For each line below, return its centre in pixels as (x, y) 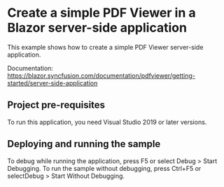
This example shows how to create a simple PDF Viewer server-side (105, 47)
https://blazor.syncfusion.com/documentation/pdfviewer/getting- (101, 76)
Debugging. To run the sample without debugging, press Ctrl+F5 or (104, 168)
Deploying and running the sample (84, 144)
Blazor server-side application (97, 28)
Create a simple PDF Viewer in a (101, 13)
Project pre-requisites (56, 105)
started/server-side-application (52, 83)
